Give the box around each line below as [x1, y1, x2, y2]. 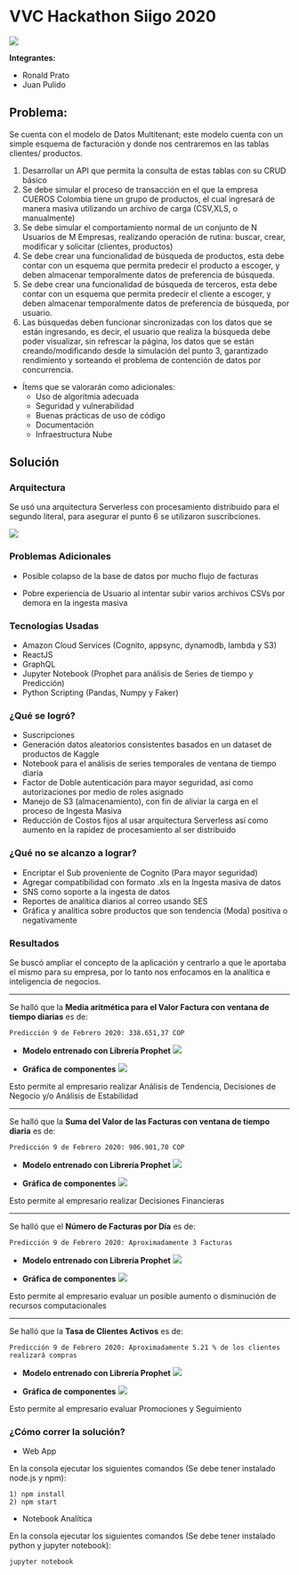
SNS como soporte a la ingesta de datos [21, 886, 171, 897]
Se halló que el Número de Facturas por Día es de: [9, 1221, 196, 1231]
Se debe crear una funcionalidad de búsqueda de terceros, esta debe [21, 278, 278, 289]
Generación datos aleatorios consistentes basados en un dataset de [21, 739, 272, 750]
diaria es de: [9, 1125, 56, 1136]
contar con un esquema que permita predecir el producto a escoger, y [21, 260, 280, 270]
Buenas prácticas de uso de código [35, 410, 166, 420]
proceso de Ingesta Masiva [21, 806, 122, 817]
